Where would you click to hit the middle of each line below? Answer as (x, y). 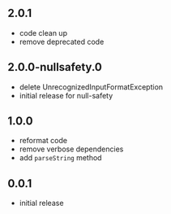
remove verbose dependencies (71, 149)
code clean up (43, 33)
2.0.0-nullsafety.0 (55, 67)
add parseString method (60, 158)
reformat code (43, 141)
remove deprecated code (62, 41)
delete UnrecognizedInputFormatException (91, 87)
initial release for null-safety (66, 95)
